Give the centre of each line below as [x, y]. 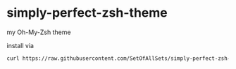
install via [20, 45]
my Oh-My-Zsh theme [39, 32]
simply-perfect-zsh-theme [87, 13]
